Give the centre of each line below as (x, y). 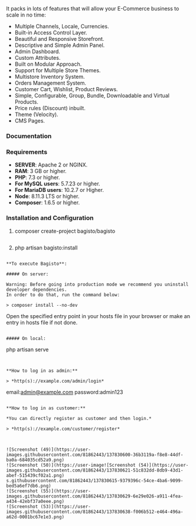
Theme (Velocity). (36, 114)
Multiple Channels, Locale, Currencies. (62, 26)
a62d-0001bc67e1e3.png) (35, 517)
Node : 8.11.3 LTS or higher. (47, 196)
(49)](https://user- (66, 450)
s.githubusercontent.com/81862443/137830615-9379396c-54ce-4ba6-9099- (95, 480)
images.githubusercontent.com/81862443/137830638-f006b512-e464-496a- (95, 512)
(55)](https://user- (66, 491)
